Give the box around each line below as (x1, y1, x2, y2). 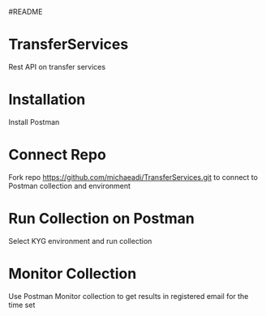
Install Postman (8, 117, 60, 126)
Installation (8, 91, 86, 109)
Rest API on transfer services (8, 62, 106, 71)
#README (8, 7, 43, 16)
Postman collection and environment (8, 181, 131, 190)
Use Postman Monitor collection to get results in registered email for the (8, 291, 249, 301)
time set (8, 300, 36, 310)
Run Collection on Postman (8, 210, 195, 228)
